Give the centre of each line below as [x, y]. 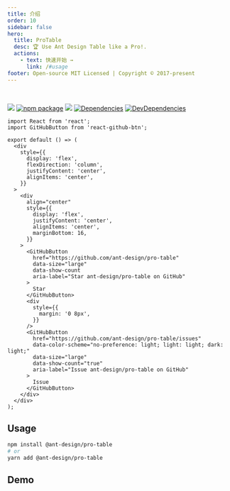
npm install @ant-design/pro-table [60, 445]
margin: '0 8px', [65, 314]
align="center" [49, 202]
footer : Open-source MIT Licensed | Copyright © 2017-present [101, 73]
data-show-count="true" [68, 363]
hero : [15, 34]
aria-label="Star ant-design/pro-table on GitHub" [109, 276]
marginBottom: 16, [60, 233]
